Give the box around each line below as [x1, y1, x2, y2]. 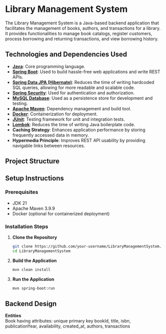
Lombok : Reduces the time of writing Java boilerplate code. [12, 121, 135, 127]
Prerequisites [5, 189, 38, 196]
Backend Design [5, 300, 57, 308]
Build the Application [12, 257, 57, 263]
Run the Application [12, 276, 55, 282]
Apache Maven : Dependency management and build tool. [12, 105, 132, 111]
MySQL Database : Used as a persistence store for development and [12, 95, 153, 101]
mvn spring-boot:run [12, 286, 55, 291]
